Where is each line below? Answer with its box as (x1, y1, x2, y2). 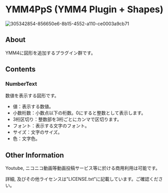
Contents (5, 65, 36, 74)
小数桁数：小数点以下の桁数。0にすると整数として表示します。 (12, 110, 146, 116)
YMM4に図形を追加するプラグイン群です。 (5, 50, 96, 56)
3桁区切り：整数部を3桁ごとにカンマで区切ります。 (12, 117, 122, 123)
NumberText (5, 81, 38, 88)
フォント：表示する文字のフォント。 (12, 123, 90, 129)
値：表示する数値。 (12, 104, 54, 110)
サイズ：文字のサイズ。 (12, 129, 63, 136)
